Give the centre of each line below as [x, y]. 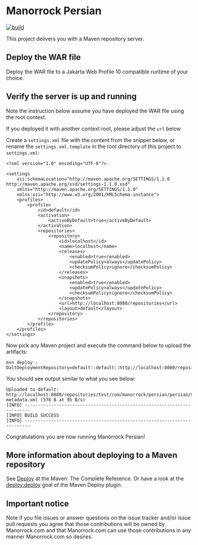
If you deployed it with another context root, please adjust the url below [93, 128]
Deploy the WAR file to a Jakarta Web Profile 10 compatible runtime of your [97, 72]
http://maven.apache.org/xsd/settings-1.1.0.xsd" [68, 184]
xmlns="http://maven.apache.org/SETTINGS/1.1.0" [77, 189]
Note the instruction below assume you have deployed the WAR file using [95, 111]
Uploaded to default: [33, 389]
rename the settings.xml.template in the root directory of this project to [94, 146]
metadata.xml [22, 400]
